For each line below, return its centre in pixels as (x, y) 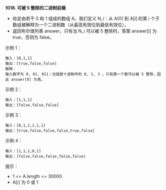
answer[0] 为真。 (28, 79)
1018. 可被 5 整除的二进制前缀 (35, 8)
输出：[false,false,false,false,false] (45, 156)
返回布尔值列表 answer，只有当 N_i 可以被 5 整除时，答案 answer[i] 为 (84, 31)
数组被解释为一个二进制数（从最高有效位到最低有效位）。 (70, 25)
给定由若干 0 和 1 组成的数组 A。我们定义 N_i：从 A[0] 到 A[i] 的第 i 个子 (86, 18)
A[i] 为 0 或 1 (25, 182)
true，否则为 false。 (33, 37)
